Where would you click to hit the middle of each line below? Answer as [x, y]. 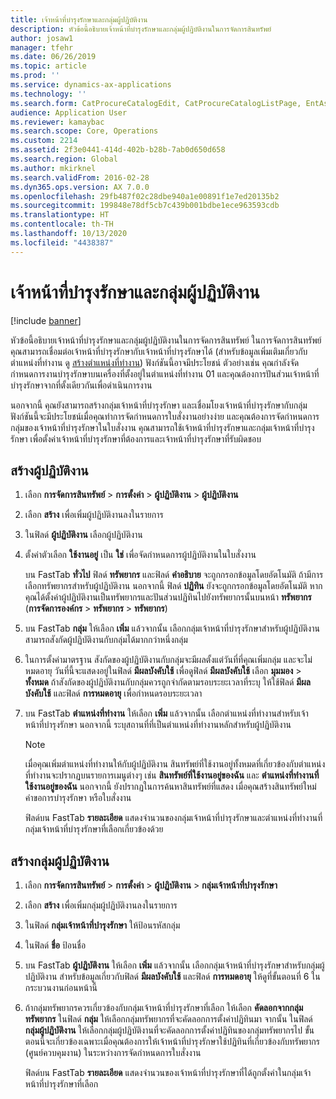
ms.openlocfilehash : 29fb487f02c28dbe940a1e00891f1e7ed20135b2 [145, 196]
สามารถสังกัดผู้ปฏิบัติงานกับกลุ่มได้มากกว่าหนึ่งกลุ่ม [106, 640]
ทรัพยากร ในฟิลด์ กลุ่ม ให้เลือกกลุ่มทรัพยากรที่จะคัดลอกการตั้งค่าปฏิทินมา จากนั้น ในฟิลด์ [168, 1019]
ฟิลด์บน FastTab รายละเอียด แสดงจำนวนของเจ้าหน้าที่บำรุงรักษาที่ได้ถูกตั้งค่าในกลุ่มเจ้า [168, 1073]
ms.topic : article [48, 66]
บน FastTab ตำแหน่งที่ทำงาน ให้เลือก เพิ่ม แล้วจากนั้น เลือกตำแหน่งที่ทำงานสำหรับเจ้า [166, 713]
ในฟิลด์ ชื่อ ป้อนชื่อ [55, 945]
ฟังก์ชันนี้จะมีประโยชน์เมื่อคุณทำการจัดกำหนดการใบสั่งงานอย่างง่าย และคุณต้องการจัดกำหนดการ [165, 416]
